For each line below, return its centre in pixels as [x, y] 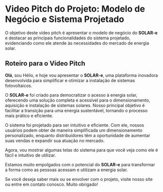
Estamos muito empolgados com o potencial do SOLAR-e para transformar [80, 164]
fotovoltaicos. [19, 86]
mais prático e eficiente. [29, 116]
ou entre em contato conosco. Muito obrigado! [52, 184]
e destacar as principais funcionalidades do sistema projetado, [68, 38]
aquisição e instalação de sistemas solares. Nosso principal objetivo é [75, 105]
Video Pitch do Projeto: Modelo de [75, 9]
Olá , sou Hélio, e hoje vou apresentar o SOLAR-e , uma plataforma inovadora [81, 75]
